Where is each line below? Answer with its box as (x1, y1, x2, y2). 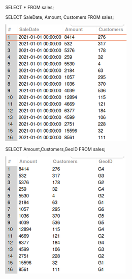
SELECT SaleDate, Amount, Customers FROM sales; (5, 14, 114, 20)
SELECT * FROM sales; (5, 5, 54, 10)
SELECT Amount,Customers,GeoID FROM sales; (5, 146, 106, 152)
